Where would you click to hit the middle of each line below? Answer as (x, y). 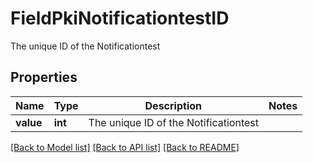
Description (173, 105)
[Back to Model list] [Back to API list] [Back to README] (125, 147)
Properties (44, 77)
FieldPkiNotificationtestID (120, 18)
